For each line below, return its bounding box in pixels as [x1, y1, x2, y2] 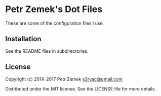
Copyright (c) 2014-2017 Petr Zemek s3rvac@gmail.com [5, 76, 123, 82]
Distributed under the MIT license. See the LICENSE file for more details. [5, 85, 156, 91]
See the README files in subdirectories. [5, 48, 89, 54]
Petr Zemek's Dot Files [5, 4, 103, 15]
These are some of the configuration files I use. [5, 20, 104, 26]
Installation [5, 35, 42, 43]
